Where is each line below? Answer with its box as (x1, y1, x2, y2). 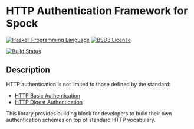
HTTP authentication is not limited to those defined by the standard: (6, 80, 171, 88)
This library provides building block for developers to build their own (6, 109, 172, 117)
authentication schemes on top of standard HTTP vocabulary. (6, 116, 156, 123)
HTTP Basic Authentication (14, 92, 81, 99)
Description (6, 65, 50, 75)
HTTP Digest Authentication (14, 98, 83, 105)
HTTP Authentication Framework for (6, 4, 188, 18)
